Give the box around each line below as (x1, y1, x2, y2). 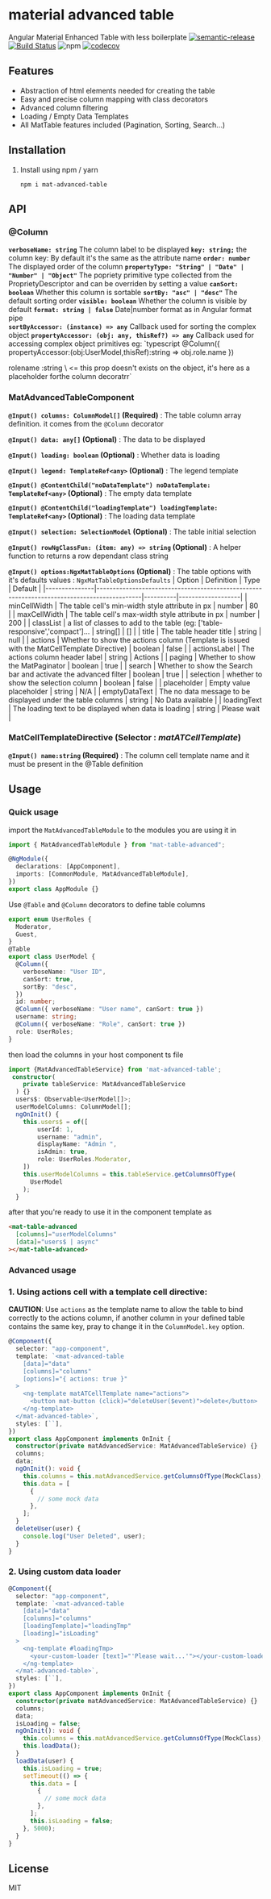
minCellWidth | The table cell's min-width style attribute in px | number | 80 (8, 601, 259, 610)
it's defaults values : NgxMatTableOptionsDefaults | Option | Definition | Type (8, 575, 261, 585)
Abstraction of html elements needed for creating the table (19, 85, 215, 95)
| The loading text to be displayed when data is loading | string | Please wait (8, 703, 261, 713)
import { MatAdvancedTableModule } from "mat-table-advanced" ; (8, 840, 226, 848)
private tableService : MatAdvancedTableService (23, 1081, 186, 1089)
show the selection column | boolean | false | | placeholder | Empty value (8, 677, 251, 687)
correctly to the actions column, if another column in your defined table (8, 1313, 245, 1323)
